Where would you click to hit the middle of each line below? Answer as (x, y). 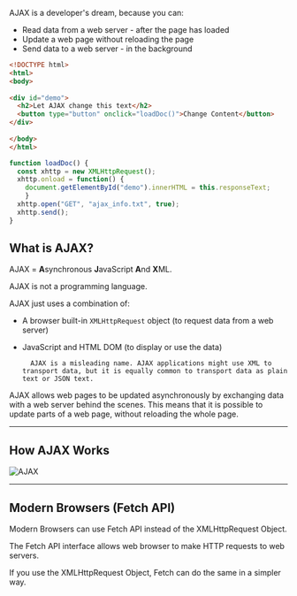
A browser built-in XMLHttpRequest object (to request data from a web (148, 321)
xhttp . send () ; (43, 212)
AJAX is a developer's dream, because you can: (96, 13)
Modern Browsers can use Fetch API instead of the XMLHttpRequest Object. (148, 529)
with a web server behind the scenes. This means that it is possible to (136, 405)
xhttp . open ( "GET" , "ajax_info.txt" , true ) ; (98, 204)
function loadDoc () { (49, 163)
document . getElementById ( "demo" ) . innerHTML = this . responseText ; (148, 188)
